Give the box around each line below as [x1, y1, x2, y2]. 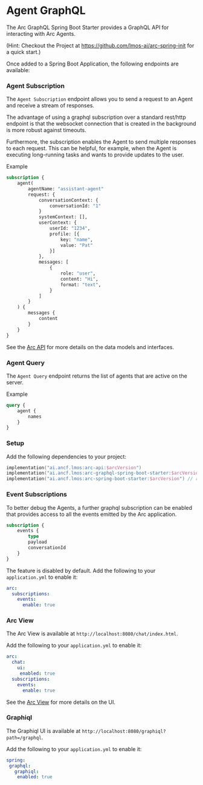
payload [28, 539, 47, 546]
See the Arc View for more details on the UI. [6, 698, 116, 706]
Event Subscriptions [6, 490, 68, 499]
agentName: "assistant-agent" [28, 185, 104, 192]
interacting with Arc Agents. [6, 30, 76, 37]
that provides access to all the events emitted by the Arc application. [6, 510, 177, 518]
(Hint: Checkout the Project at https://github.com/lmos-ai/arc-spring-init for [6, 42, 195, 49]
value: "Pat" [60, 242, 94, 249]
